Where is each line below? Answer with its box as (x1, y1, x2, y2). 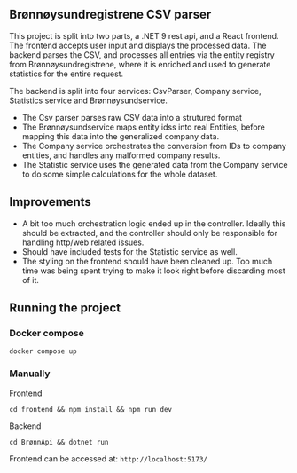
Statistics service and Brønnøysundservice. (9, 95, 168, 106)
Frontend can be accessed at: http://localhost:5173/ (9, 453, 208, 464)
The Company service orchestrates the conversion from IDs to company (21, 140, 286, 151)
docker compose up (9, 347, 77, 356)
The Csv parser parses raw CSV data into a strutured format (21, 112, 242, 122)
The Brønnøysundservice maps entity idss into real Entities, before (21, 122, 266, 132)
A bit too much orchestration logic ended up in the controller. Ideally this (21, 217, 286, 229)
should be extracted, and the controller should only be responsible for (21, 227, 277, 238)
